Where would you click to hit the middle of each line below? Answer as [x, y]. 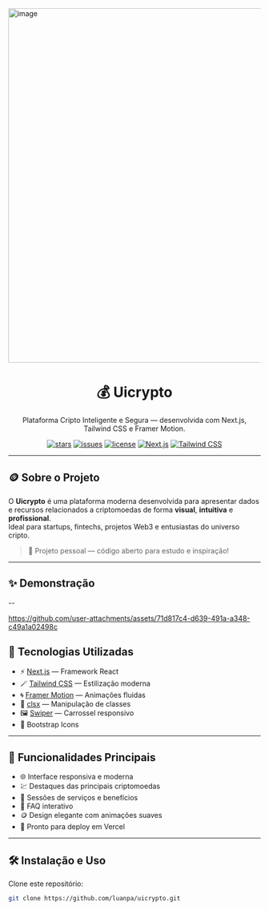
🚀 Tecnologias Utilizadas [71, 652]
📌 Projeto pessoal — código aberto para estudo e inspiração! [128, 550]
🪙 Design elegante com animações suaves [91, 815]
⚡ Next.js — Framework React [69, 671]
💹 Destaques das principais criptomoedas [90, 786]
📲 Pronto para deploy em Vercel [72, 827]
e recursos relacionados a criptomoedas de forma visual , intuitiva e [121, 509]
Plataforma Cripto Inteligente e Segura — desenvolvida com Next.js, [134, 420]
